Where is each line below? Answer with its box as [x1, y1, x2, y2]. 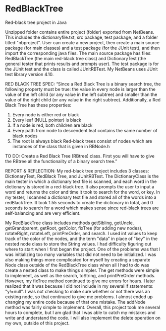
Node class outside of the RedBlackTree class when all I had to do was [5, 262, 150, 268]
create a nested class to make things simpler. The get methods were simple [5, 267, 160, 273]
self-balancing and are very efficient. [5, 210, 81, 216]
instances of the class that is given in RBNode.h [12, 143, 110, 149]
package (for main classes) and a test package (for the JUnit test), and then [5, 45, 160, 51]
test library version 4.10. [5, 71, 54, 77]
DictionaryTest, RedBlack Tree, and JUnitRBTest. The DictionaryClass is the [5, 173, 159, 179]
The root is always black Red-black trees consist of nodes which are [12, 138, 152, 144]
